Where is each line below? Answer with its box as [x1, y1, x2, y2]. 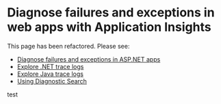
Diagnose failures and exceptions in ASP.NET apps [16, 55, 161, 63]
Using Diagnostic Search [16, 77, 88, 85]
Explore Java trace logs [16, 70, 84, 78]
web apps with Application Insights [7, 19, 211, 35]
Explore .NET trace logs [16, 62, 84, 70]
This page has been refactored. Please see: [7, 42, 130, 50]
